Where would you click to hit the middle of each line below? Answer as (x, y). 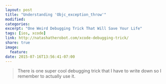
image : (12, 47)
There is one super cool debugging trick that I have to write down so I (89, 71)
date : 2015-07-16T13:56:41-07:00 (40, 57)
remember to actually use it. (46, 76)
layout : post (19, 10)
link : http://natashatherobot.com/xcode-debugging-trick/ (67, 38)
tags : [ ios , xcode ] (26, 33)
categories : (18, 24)
